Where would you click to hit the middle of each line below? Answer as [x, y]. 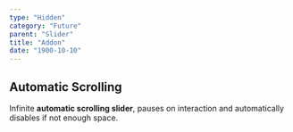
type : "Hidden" [38, 17]
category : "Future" [46, 26]
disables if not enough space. [64, 118]
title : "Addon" [38, 42]
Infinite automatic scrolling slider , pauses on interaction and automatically [146, 108]
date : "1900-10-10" [46, 51]
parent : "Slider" [42, 34]
